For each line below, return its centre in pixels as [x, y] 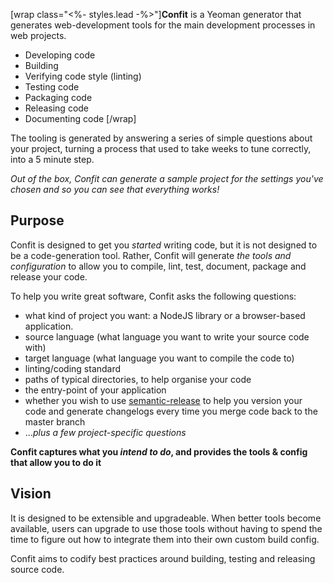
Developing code [60, 55]
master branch [55, 421]
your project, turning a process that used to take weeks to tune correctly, [161, 148]
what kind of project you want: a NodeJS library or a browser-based [165, 315]
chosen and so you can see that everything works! [115, 189]
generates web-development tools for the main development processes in [163, 25]
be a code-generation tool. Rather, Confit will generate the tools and [151, 255]
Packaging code [58, 97]
